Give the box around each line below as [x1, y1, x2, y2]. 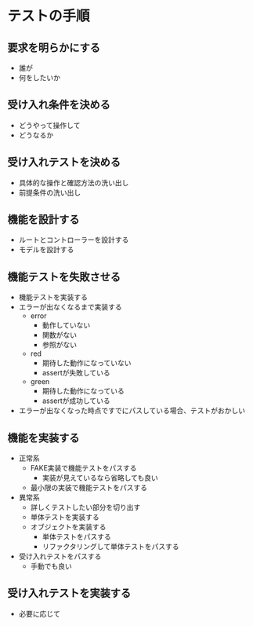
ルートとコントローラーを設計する [18, 235, 129, 244]
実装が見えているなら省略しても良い [42, 473, 158, 483]
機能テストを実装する [18, 292, 88, 302]
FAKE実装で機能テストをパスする [30, 463, 138, 473]
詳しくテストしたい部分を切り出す [30, 503, 141, 512]
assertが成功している [42, 396, 110, 405]
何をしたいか [18, 73, 60, 82]
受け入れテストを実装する [7, 587, 131, 600]
